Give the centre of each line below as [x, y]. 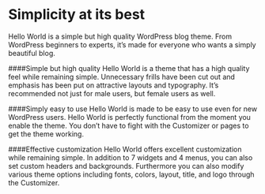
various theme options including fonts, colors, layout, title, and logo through [131, 174]
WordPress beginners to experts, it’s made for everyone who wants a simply [132, 44]
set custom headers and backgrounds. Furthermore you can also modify [126, 166]
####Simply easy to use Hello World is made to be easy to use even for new [133, 109]
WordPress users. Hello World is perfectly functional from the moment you [130, 117]
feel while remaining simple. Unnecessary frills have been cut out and [122, 76]
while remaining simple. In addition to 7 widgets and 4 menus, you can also [131, 157]
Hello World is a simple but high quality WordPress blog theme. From [120, 36]
